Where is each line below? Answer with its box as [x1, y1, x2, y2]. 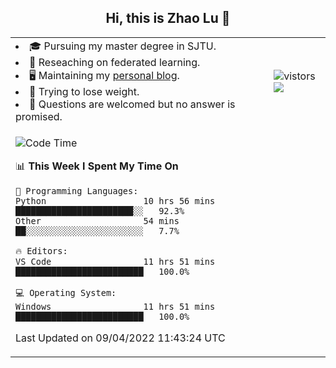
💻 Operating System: [15, 287, 117, 298]
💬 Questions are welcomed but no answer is [29, 97, 236, 111]
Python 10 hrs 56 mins [15, 195, 216, 206]
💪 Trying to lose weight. [29, 84, 140, 98]
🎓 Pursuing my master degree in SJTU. [29, 39, 217, 53]
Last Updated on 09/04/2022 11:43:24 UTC [15, 331, 226, 345]
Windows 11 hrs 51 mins [15, 301, 216, 312]
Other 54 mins [15, 215, 180, 226]
